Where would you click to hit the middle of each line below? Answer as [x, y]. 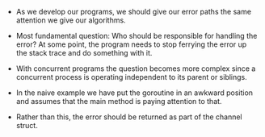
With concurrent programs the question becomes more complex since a [136, 68]
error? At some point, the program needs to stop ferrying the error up [131, 44]
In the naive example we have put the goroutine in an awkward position [134, 93]
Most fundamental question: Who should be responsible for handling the [137, 36]
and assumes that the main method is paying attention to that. [119, 101]
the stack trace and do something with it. [84, 53]
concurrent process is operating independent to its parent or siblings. [132, 77]
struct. [27, 125]
